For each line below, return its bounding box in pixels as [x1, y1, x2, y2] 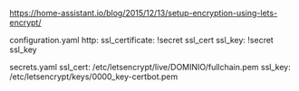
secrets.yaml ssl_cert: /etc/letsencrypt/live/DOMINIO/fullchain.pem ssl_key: [9, 62, 292, 72]
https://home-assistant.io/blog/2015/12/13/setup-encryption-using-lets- [9, 8, 278, 18]
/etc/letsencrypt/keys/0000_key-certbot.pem [9, 71, 178, 82]
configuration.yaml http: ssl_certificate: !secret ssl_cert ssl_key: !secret [9, 35, 274, 45]
